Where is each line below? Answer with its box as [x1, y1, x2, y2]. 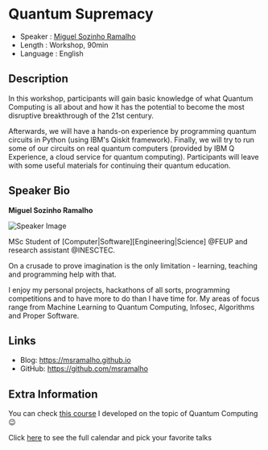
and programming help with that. [8, 269, 117, 279]
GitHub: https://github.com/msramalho [19, 364, 149, 373]
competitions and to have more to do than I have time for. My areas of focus [8, 294, 260, 303]
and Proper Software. [8, 310, 80, 320]
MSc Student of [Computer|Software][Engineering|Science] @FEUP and [8, 236, 248, 246]
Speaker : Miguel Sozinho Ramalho [19, 31, 136, 41]
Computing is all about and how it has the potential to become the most [8, 102, 245, 111]
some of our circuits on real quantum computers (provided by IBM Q [8, 143, 235, 153]
